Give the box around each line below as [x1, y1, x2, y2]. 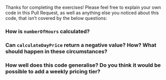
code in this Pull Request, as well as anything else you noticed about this [5, 10, 159, 16]
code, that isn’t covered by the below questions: [5, 15, 107, 21]
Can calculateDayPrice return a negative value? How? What [5, 41, 157, 48]
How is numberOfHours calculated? [5, 28, 90, 35]
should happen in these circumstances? [5, 48, 108, 55]
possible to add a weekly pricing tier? [5, 68, 101, 75]
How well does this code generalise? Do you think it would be [5, 61, 161, 68]
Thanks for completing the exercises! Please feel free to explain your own [5, 5, 161, 10]
